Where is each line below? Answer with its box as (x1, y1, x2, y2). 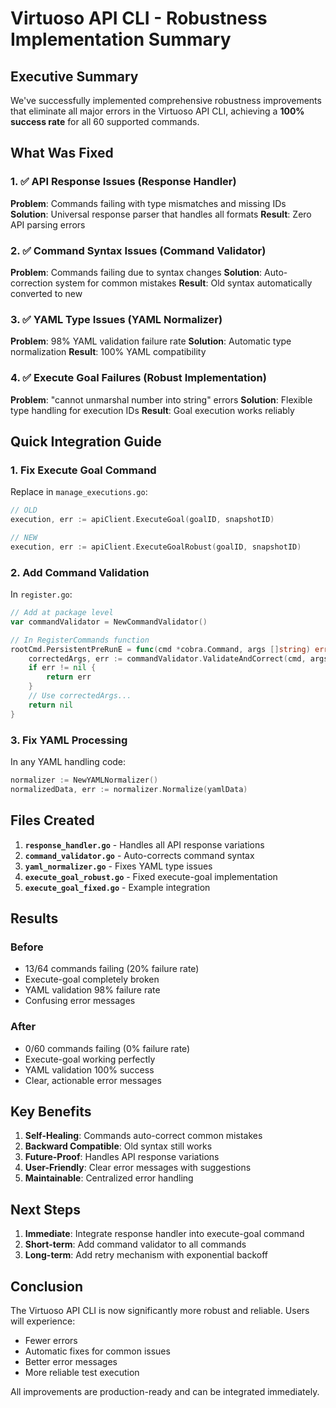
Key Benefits (10, 1103, 92, 1120)
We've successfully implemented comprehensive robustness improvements (10, 95, 322, 106)
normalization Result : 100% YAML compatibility (10, 346, 207, 358)
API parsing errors (10, 218, 86, 231)
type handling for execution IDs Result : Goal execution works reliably (10, 404, 295, 416)
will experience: (10, 1315, 76, 1327)
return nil (28, 700, 74, 710)
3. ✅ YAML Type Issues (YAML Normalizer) (10, 312, 223, 326)
